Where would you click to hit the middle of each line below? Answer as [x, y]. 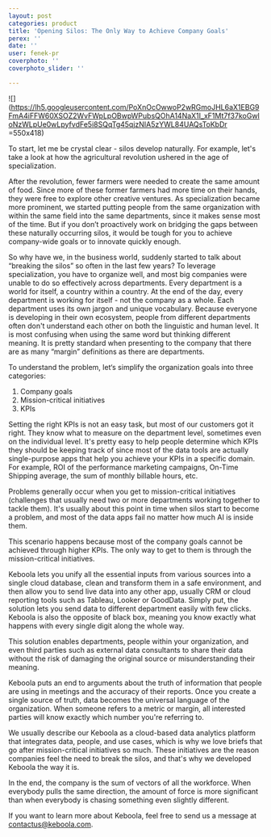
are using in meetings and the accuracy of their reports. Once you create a [132, 691]
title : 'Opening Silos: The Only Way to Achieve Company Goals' [119, 31]
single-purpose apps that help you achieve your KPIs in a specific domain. [132, 458]
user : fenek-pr [34, 53]
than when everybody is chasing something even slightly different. [119, 800]
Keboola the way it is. [44, 767]
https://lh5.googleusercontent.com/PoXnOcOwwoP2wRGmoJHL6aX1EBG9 [135, 107]
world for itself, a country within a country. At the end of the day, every [126, 291]
